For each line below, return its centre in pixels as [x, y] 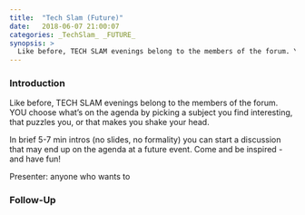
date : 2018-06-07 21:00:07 [64, 26]
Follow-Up [33, 200]
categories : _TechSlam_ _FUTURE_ [73, 34]
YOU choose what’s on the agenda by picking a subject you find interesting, [151, 112]
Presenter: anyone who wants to [70, 177]
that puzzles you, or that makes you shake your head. [110, 122]
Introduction [37, 83]
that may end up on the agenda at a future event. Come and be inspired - [146, 150]
